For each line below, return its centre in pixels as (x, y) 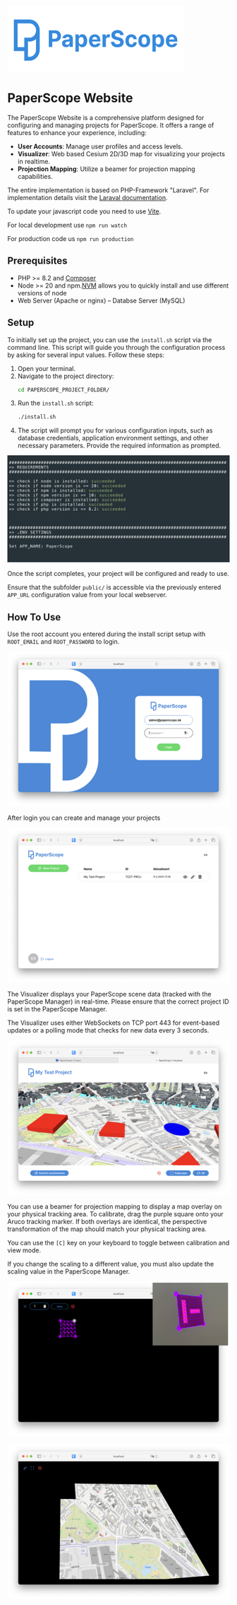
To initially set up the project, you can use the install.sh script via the (110, 340)
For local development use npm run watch (67, 225)
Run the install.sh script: (55, 403)
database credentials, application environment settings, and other (113, 438)
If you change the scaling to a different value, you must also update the (111, 1264)
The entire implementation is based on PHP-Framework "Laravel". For (108, 190)
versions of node (42, 293)
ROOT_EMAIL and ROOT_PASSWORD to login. (63, 642)
